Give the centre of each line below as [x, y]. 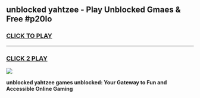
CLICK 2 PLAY [27, 58]
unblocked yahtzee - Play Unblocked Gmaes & [93, 10]
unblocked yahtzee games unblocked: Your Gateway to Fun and [87, 82]
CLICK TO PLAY [29, 36]
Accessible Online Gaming [40, 88]
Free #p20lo [29, 19]
